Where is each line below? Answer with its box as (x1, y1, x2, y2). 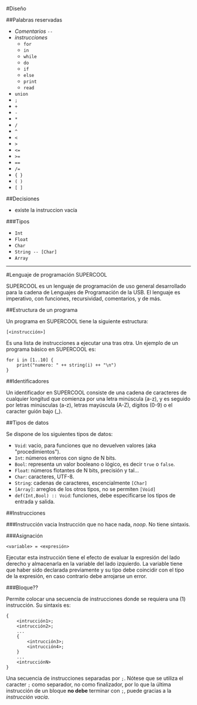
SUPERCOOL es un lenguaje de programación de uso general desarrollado (6, 283, 186, 290)
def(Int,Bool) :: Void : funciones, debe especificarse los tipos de (14, 492, 176, 499)
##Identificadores (6, 378, 49, 384)
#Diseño (6, 5, 26, 12)
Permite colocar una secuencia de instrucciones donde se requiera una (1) (6, 596, 186, 602)
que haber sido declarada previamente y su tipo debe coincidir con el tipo (6, 566, 185, 573)
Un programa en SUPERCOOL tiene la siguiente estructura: (6, 318, 148, 325)
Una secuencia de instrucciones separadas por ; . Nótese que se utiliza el (6, 675, 184, 681)
